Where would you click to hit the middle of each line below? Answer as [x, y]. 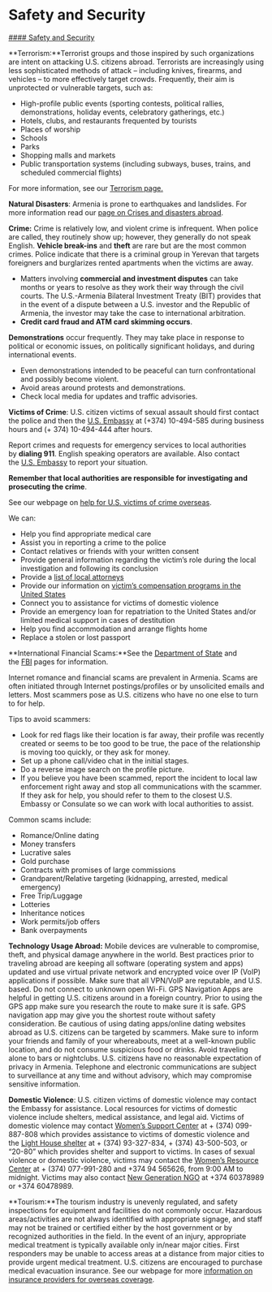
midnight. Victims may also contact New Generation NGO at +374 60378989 [136, 1177]
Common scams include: [50, 819]
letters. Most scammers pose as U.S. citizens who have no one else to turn [133, 694]
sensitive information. [45, 1084]
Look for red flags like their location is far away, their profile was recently [142, 735]
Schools [34, 138]
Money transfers [47, 844]
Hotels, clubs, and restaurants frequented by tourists [108, 120]
